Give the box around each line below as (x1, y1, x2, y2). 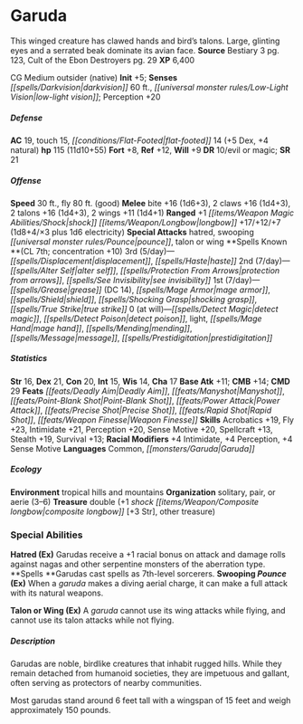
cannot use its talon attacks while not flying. (10, 614, 175, 625)
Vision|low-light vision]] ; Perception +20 (10, 91, 161, 102)
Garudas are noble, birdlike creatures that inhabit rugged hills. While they (10, 658, 283, 670)
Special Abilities (10, 529, 83, 541)
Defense (10, 112, 43, 123)
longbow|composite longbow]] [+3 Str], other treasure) (10, 506, 216, 517)
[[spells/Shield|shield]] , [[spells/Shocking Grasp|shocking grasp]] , (10, 293, 258, 304)
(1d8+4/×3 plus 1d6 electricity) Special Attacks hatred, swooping (10, 226, 254, 237)
